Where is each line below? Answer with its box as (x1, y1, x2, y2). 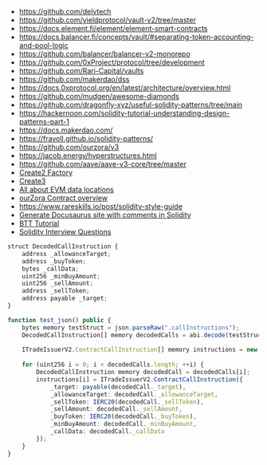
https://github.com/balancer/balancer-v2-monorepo (18, 49, 190, 58)
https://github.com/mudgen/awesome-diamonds (18, 92, 180, 100)
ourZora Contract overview (18, 193, 108, 203)
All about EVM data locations (18, 185, 115, 194)
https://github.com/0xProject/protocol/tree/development (18, 57, 205, 67)
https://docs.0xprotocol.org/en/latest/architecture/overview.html (18, 83, 231, 93)
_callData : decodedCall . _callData (49, 428, 165, 435)
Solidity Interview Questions (18, 227, 112, 236)
